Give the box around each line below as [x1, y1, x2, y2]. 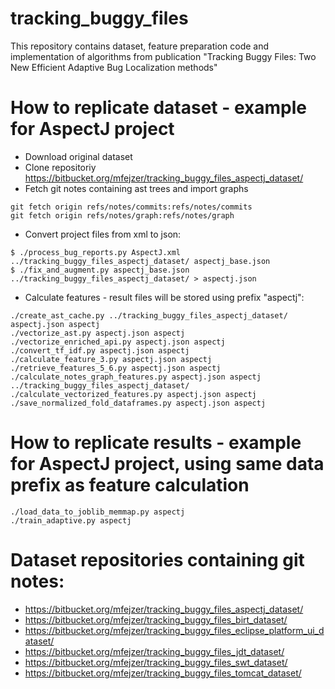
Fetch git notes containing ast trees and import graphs [24, 182, 249, 194]
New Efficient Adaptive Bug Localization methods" [10, 61, 218, 73]
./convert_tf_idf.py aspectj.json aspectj [10, 345, 190, 356]
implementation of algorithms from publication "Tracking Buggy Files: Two [10, 50, 317, 62]
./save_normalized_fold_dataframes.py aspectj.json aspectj [10, 398, 267, 408]
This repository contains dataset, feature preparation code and [10, 40, 270, 52]
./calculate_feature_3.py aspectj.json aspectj [10, 354, 213, 364]
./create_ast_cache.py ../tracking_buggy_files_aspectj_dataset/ [10, 310, 288, 321]
